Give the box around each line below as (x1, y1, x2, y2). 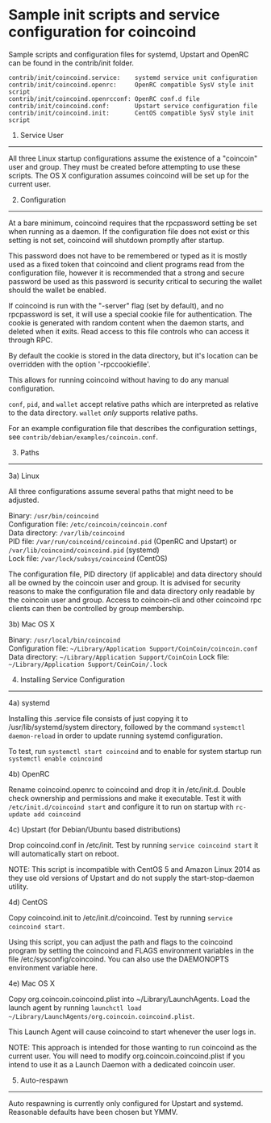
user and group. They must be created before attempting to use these (8, 161, 240, 171)
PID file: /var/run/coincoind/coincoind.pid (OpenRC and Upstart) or (8, 536, 237, 546)
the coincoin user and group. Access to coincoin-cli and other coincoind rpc (8, 595, 262, 605)
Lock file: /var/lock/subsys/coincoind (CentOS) (8, 553, 168, 563)
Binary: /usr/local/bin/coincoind (8, 635, 121, 644)
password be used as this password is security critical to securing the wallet (8, 276, 262, 286)
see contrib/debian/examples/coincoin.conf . (8, 432, 159, 442)
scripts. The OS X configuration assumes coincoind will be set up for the (8, 170, 249, 180)
